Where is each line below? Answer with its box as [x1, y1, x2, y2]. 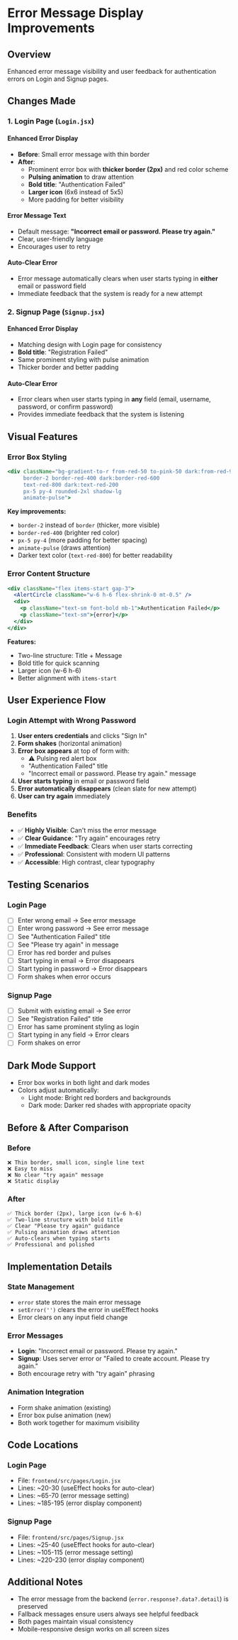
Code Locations [7, 1438, 79, 1451]
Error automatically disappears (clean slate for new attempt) [17, 784, 197, 793]
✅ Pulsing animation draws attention [7, 1229, 120, 1236]
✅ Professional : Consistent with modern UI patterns [17, 849, 171, 858]
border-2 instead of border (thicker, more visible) [17, 521, 160, 529]
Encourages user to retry [17, 242, 91, 251]
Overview [7, 48, 52, 60]
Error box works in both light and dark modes [17, 1079, 150, 1087]
